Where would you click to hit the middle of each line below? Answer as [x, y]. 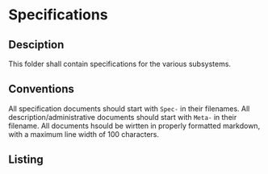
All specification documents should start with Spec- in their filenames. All [129, 108]
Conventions [42, 89]
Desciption [36, 45]
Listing [26, 160]
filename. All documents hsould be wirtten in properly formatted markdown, [134, 126]
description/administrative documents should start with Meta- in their [123, 117]
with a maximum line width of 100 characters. [84, 134]
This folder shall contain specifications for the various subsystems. [120, 64]
